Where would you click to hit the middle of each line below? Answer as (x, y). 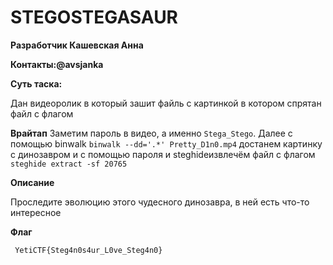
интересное (36, 212)
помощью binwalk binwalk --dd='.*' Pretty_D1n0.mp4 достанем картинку (166, 143)
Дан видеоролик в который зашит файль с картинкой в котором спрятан (166, 103)
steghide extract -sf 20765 (69, 164)
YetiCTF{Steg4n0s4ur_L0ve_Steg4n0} (88, 250)
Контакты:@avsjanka (57, 64)
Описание (32, 182)
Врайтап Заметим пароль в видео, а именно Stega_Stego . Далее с (151, 133)
